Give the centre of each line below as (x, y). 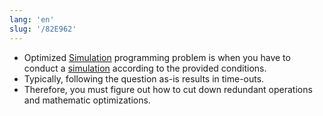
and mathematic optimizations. (87, 100)
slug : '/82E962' (43, 29)
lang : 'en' (32, 19)
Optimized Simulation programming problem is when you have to (157, 57)
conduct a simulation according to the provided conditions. (145, 68)
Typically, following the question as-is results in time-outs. (144, 78)
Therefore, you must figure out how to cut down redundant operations (168, 89)
